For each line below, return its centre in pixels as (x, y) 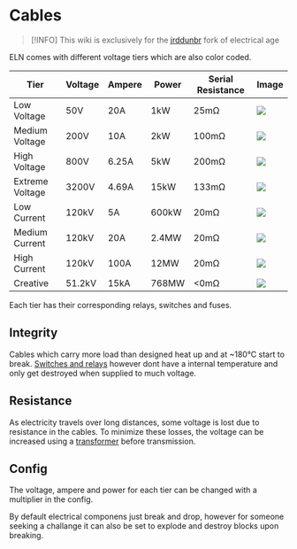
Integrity (34, 333)
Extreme (31, 181)
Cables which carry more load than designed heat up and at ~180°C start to (147, 354)
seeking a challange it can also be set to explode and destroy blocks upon (144, 526)
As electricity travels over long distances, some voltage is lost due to (134, 422)
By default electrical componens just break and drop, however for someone (147, 517)
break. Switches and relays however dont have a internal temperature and (144, 363)
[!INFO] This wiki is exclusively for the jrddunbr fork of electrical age (155, 40)
